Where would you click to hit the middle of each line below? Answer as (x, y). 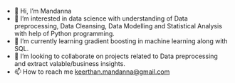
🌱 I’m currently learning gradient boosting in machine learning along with (121, 41)
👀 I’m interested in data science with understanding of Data (101, 18)
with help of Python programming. (64, 33)
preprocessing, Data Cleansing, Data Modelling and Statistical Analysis (118, 26)
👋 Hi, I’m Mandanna (43, 11)
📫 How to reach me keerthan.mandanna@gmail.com (92, 72)
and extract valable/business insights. (70, 63)
